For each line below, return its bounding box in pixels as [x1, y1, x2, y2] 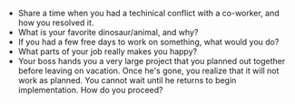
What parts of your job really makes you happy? [17, 46, 198, 57]
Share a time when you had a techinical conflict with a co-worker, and [17, 8, 280, 18]
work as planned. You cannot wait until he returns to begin [17, 75, 237, 85]
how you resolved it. [17, 17, 94, 28]
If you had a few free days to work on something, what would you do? [17, 36, 280, 47]
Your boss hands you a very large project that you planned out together [17, 56, 286, 66]
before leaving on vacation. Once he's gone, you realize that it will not [17, 65, 280, 76]
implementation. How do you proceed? [17, 85, 163, 95]
